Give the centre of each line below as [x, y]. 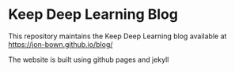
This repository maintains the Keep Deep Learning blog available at [117, 36]
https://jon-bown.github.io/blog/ [61, 44]
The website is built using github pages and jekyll [89, 59]
